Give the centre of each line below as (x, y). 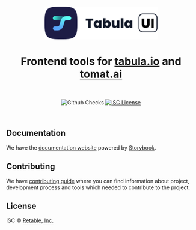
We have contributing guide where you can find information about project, (98, 181)
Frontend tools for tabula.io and (101, 62)
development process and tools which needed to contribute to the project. (98, 187)
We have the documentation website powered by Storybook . (81, 147)
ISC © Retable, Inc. (30, 220)
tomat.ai (101, 74)
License (21, 206)
